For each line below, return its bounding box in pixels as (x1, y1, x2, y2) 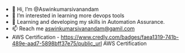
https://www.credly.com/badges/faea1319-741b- (60, 33, 180, 40)
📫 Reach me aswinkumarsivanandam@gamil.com (11, 25, 135, 32)
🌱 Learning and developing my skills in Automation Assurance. (11, 18, 165, 25)
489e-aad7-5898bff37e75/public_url (11, 40, 102, 47)
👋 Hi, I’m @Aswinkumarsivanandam (11, 6, 99, 13)
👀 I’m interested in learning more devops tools (11, 12, 125, 19)
